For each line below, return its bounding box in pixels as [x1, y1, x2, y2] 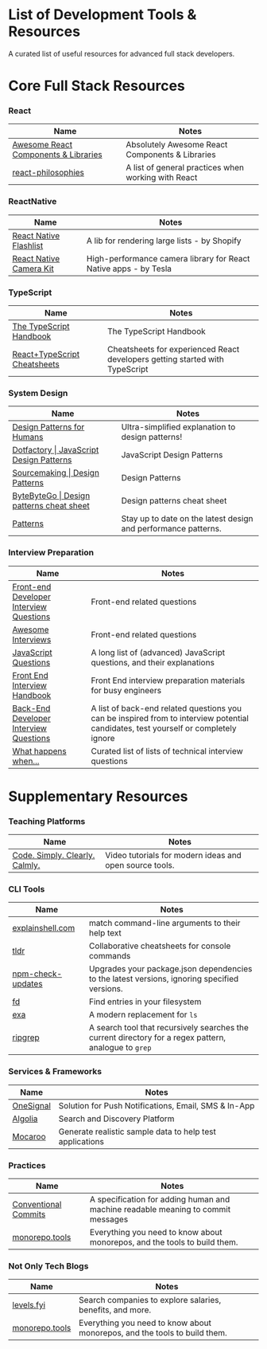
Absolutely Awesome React [126, 139, 228, 151]
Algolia [12, 1113, 38, 1124]
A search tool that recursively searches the [88, 1022, 249, 1033]
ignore [91, 732, 115, 743]
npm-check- [12, 968, 62, 979]
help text [88, 927, 122, 939]
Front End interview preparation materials [91, 675, 246, 686]
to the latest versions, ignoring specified [88, 974, 239, 985]
